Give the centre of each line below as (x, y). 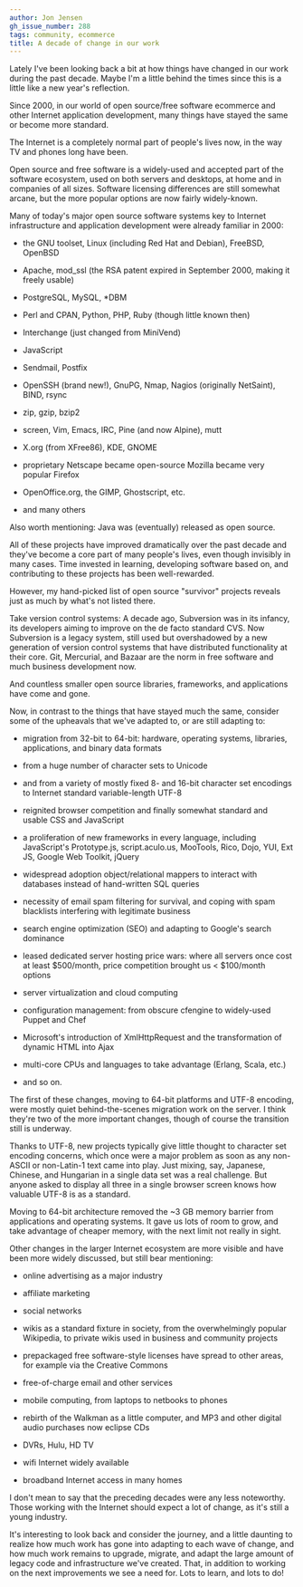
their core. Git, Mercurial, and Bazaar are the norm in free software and (142, 657)
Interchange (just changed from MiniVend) (101, 332)
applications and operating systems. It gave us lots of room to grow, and (144, 1222)
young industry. (38, 1517)
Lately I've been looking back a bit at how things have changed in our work (149, 69)
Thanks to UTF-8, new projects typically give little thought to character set (148, 1146)
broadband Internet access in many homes (102, 1480)
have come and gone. (50, 694)
